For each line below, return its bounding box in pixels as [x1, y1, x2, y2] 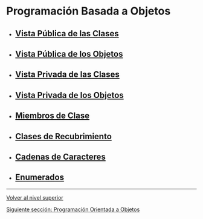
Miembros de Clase [14, 111, 90, 121]
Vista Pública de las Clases [14, 28, 119, 39]
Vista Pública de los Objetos [14, 48, 123, 59]
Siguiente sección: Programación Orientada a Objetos [6, 206, 140, 213]
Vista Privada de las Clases [14, 70, 120, 80]
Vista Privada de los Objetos [14, 90, 124, 100]
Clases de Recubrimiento [14, 131, 112, 142]
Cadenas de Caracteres [14, 151, 106, 162]
